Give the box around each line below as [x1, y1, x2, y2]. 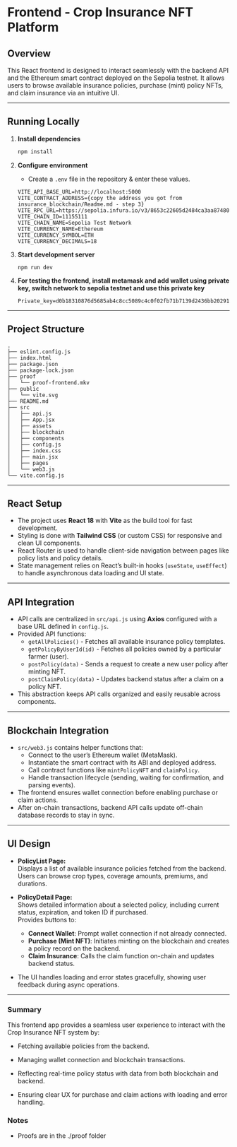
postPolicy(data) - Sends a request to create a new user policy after [28, 660, 229, 669]
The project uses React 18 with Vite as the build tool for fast [17, 517, 193, 525]
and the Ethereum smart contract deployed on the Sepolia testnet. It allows [7, 73, 225, 82]
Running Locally [7, 116, 80, 128]
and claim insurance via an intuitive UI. [7, 89, 120, 97]
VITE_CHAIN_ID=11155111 [17, 213, 88, 220]
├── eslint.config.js [7, 348, 71, 355]
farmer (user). [28, 652, 69, 661]
